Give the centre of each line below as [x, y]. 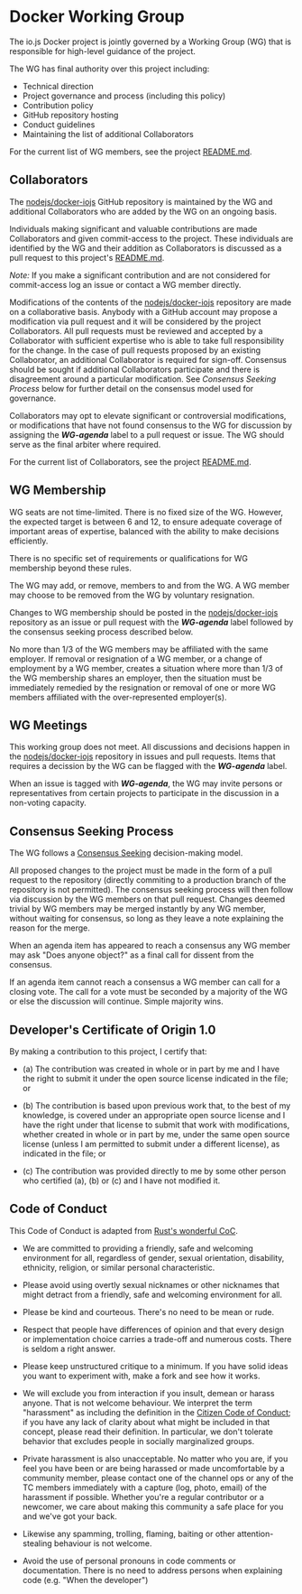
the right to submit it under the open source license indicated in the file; [155, 1079]
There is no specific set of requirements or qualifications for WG [128, 558]
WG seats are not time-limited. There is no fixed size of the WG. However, [146, 512]
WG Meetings [49, 725]
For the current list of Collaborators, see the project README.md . [130, 461]
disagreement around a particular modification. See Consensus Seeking [143, 379]
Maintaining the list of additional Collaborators [108, 134]
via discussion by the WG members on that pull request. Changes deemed [147, 899]
